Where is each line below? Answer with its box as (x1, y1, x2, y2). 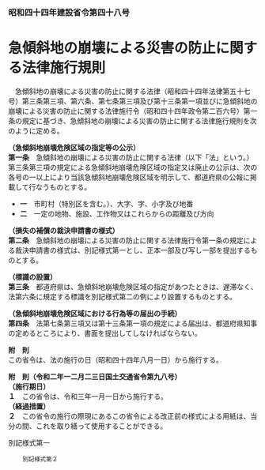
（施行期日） (8, 382, 50, 391)
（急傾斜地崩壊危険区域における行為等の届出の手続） (8, 308, 182, 318)
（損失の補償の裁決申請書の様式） (8, 225, 119, 235)
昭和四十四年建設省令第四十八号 (8, 6, 131, 17)
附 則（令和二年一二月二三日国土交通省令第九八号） (8, 371, 182, 381)
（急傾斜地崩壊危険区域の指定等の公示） (8, 142, 140, 152)
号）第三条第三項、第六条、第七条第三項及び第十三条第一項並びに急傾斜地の (8, 96, 258, 106)
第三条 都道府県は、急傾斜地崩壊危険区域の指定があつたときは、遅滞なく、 (8, 282, 258, 291)
